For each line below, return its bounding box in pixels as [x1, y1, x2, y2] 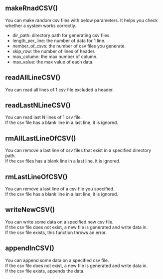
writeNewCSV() [5, 205, 55, 214]
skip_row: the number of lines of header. [12, 48, 96, 54]
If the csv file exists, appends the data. [5, 267, 85, 274]
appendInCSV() [5, 244, 55, 252]
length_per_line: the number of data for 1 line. [12, 37, 106, 43]
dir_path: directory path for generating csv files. [12, 32, 111, 38]
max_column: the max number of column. [12, 53, 98, 59]
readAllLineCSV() [5, 73, 61, 82]
